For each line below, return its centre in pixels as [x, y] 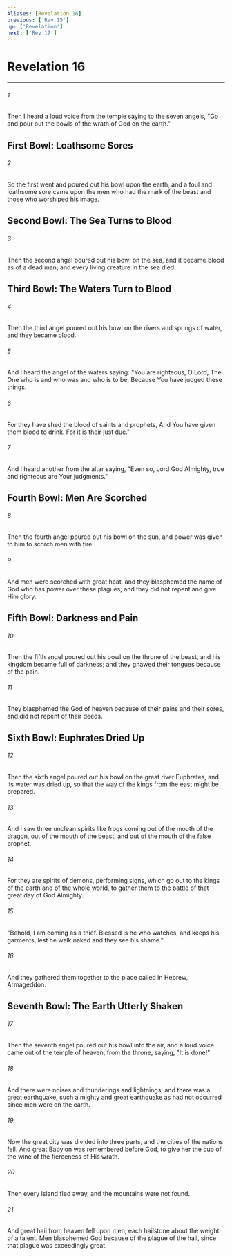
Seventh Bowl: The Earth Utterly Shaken [95, 1006]
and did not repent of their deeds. [55, 716]
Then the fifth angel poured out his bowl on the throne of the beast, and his [114, 657]
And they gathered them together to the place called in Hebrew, [98, 977]
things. [17, 387]
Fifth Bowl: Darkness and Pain [73, 618]
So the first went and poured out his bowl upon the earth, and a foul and [110, 184]
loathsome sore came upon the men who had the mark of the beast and [109, 191]
